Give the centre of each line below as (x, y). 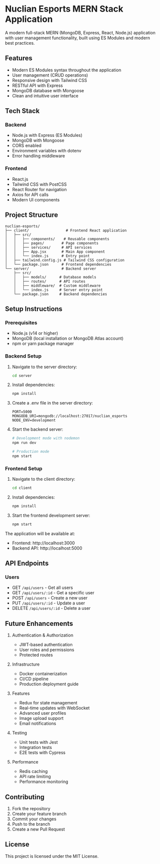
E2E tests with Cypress (42, 752)
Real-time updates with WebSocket (54, 708)
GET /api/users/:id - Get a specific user (53, 593)
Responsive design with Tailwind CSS (49, 80)
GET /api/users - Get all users (42, 587)
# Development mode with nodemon (46, 438)
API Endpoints (27, 563)
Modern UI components (36, 199)
